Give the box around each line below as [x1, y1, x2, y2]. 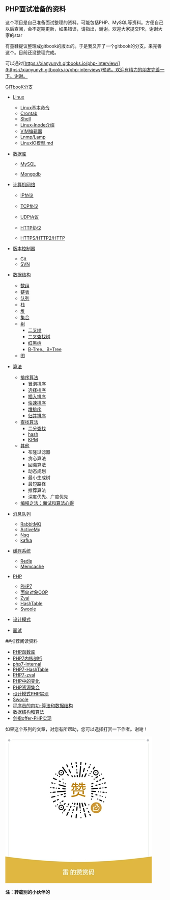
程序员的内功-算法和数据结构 [12, 702, 73, 708]
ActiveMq [20, 526, 41, 532]
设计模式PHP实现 [12, 690, 49, 696]
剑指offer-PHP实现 [12, 715, 52, 721]
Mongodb [20, 170, 41, 177]
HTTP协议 [20, 224, 42, 231]
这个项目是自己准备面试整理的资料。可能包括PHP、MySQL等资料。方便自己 [5, 19, 164, 26]
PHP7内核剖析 [12, 655, 43, 661]
